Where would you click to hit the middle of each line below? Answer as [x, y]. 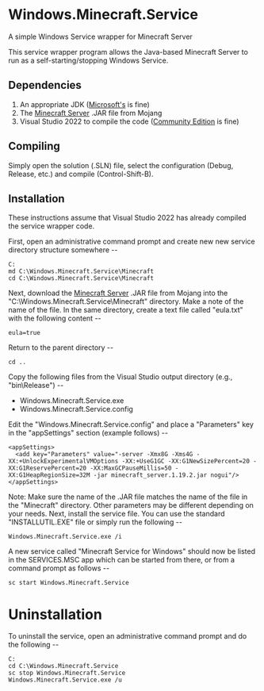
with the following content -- [55, 318]
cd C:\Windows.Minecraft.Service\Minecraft [81, 278]
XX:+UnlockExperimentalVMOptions [63, 462]
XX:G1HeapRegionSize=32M [49, 475]
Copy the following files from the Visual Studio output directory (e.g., [121, 377]
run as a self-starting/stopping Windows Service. [88, 60]
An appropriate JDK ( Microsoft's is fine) [85, 104]
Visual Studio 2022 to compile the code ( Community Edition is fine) [129, 121]
